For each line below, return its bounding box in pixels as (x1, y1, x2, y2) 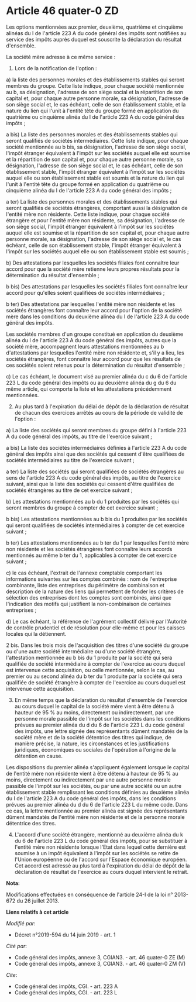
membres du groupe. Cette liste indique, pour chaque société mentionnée (6, 82, 184, 89)
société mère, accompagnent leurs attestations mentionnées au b (6, 343, 164, 350)
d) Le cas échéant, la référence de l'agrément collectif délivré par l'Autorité (6, 618, 187, 625)
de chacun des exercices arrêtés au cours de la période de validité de (14, 409, 183, 416)
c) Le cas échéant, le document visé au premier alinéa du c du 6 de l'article (6, 373, 188, 380)
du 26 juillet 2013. (16, 897, 60, 904)
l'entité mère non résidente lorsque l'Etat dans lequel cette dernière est (14, 843, 186, 851)
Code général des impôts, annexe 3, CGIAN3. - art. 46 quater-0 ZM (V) (14, 960, 186, 967)
